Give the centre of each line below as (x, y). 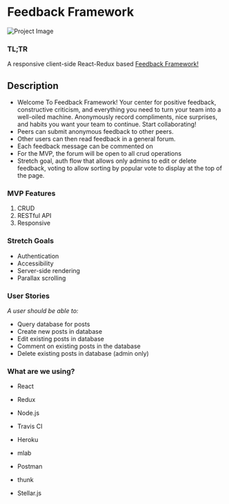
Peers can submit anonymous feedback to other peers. (95, 132)
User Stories (29, 296)
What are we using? (41, 371)
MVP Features (31, 193)
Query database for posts (53, 324)
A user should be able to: (43, 310)
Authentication (38, 256)
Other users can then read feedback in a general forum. (96, 139)
